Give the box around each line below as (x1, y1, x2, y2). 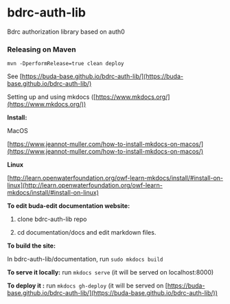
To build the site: (7, 242, 56, 250)
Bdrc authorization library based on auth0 (7, 27, 125, 36)
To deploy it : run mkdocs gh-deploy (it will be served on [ (7, 281, 168, 290)
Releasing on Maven (7, 45, 77, 54)
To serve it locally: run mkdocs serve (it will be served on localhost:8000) (7, 268, 214, 277)
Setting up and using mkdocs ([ (7, 93, 96, 101)
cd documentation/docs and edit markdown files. (16, 229, 157, 237)
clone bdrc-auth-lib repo (16, 215, 87, 224)
